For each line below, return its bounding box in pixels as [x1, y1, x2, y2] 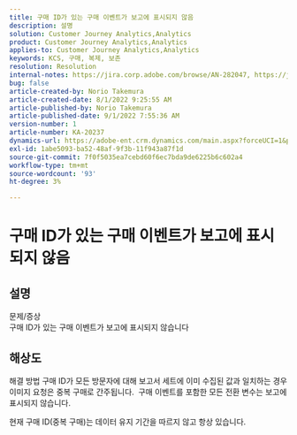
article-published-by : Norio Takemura [9, 103, 152, 112]
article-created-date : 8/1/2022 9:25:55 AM [9, 95, 172, 104]
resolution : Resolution [9, 63, 97, 72]
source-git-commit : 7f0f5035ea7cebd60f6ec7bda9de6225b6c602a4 [9, 152, 243, 162]
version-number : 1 [9, 120, 77, 129]
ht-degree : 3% [9, 178, 62, 187]
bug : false [9, 79, 49, 88]
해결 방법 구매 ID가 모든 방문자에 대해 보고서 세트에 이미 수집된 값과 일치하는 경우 [9, 375, 287, 385]
